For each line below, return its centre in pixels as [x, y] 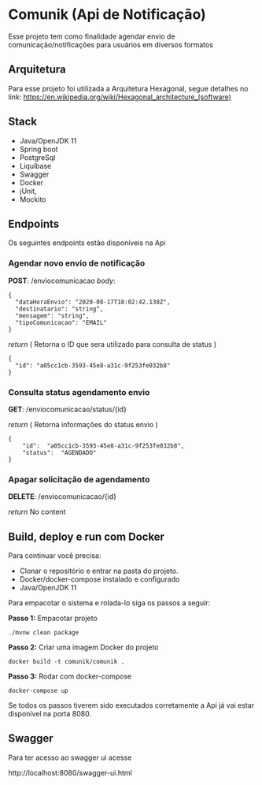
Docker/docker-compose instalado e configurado [100, 579]
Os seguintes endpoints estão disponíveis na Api [87, 243]
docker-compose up [38, 691]
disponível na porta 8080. [50, 714]
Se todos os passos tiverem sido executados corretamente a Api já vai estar [131, 705]
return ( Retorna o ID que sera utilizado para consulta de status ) [113, 344]
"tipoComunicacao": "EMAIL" [61, 322]
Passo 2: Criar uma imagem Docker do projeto [83, 647]
